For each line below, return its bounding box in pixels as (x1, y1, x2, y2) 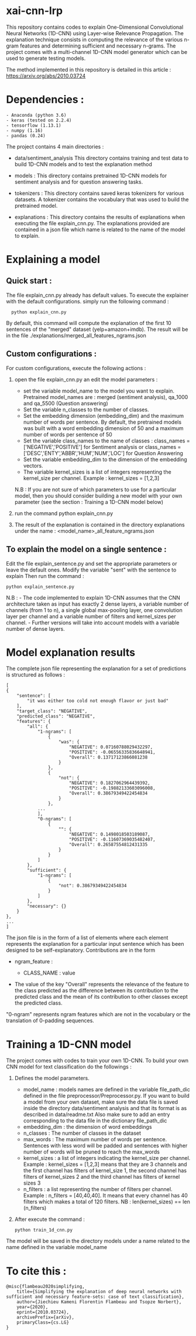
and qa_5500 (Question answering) (23, 400, 108, 407)
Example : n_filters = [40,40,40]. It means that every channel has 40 (23, 1192, 188, 1199)
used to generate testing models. (6, 55, 86, 62)
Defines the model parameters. (14, 1075, 90, 1082)
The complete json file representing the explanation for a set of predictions (6, 665, 187, 672)
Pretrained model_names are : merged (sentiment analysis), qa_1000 (23, 393, 188, 400)
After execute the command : (14, 1216, 85, 1223)
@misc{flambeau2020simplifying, (6, 1284, 85, 1290)
